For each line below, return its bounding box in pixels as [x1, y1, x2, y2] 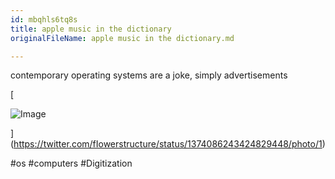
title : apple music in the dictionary [10, 24, 172, 34]
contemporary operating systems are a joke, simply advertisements [10, 69, 288, 81]
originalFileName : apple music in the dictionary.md [10, 33, 235, 43]
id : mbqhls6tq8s [10, 14, 78, 25]
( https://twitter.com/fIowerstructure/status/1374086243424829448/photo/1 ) [10, 138, 326, 150]
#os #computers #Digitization [10, 157, 133, 170]
